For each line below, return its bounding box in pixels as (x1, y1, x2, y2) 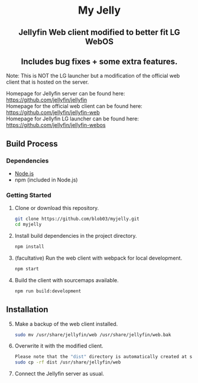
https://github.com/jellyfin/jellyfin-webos (6, 122, 106, 129)
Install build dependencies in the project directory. (14, 232, 137, 240)
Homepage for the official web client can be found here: (6, 103, 143, 110)
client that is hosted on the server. (6, 78, 89, 86)
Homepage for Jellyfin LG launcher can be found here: (6, 115, 139, 122)
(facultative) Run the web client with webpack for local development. (14, 254, 182, 261)
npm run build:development (14, 288, 82, 294)
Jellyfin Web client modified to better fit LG (18, 27, 180, 37)
